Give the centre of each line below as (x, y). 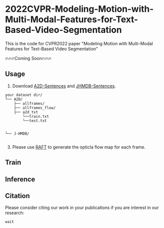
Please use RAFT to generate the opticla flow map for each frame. (79, 147)
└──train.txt (36, 116)
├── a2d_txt (26, 112)
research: (15, 213)
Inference (20, 179)
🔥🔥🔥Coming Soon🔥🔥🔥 (28, 58)
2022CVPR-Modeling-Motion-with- (80, 9)
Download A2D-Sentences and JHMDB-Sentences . (64, 86)
